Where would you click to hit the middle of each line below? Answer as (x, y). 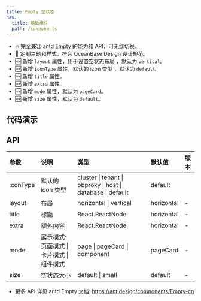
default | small (98, 275)
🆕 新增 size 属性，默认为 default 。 (59, 99)
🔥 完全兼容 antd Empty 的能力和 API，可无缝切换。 (77, 46)
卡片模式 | (55, 255)
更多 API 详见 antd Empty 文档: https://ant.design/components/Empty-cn (104, 291)
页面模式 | (55, 246)
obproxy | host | (100, 185)
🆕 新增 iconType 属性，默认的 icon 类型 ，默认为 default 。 (88, 69)
